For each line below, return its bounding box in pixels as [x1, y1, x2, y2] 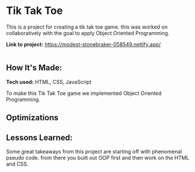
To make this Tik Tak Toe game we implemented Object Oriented [6, 89, 162, 97]
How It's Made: [6, 63, 62, 73]
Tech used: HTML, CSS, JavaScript [6, 78, 92, 85]
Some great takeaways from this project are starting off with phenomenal [6, 148, 182, 155]
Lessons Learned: [6, 132, 73, 142]
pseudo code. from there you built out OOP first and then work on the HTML [6, 154, 190, 161]
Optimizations [6, 113, 58, 123]
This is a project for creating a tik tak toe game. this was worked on [6, 23, 168, 30]
